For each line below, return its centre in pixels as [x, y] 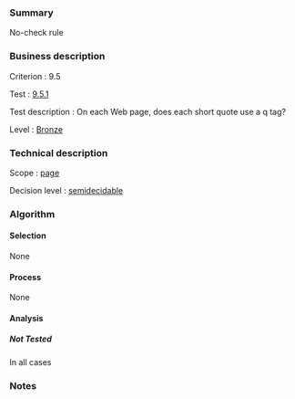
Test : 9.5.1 [29, 94]
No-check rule [36, 33]
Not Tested [31, 339]
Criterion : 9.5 [35, 76]
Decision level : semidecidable [66, 190]
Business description [57, 57]
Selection [28, 236]
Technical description [59, 152]
